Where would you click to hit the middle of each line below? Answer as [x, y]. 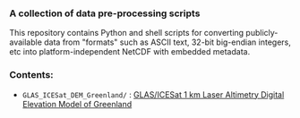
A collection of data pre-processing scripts [105, 13]
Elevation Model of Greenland [77, 104]
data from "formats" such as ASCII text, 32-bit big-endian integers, [167, 42]
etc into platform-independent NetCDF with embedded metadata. [130, 52]
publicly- [262, 33]
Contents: [31, 75]
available [26, 42]
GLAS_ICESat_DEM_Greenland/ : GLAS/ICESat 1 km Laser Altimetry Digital [153, 94]
